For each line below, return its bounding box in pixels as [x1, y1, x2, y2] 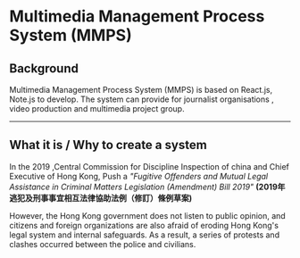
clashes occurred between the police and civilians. [9, 238, 196, 249]
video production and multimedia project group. [9, 104, 185, 113]
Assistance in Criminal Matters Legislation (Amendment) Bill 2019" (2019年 [9, 181, 286, 192]
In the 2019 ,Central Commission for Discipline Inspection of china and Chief [9, 161, 290, 171]
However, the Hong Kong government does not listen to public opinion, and [9, 210, 286, 221]
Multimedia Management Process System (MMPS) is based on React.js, [9, 85, 273, 95]
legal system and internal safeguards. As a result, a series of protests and [9, 229, 279, 240]
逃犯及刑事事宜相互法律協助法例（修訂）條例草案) [9, 192, 193, 203]
